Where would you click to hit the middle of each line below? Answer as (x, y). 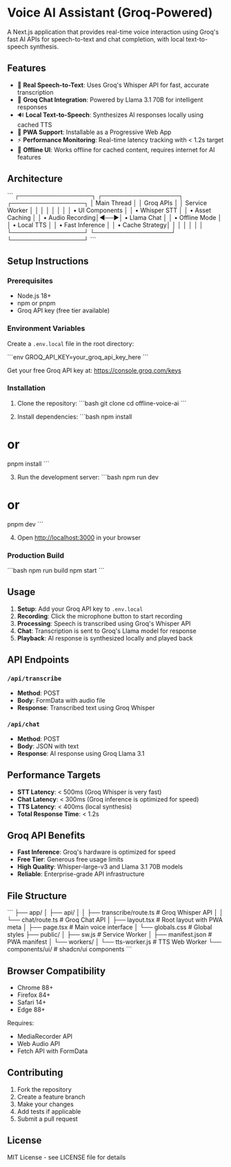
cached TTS (34, 124)
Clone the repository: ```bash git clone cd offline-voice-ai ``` (102, 403)
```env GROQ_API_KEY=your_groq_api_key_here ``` (78, 357)
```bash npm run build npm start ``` (56, 571)
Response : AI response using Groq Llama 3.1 (81, 753)
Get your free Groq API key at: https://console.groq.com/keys (94, 370)
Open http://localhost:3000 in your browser (79, 538)
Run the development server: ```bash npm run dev (88, 477)
